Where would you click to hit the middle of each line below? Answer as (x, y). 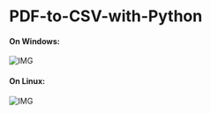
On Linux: (27, 80)
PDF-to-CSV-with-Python (106, 16)
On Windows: (34, 41)
